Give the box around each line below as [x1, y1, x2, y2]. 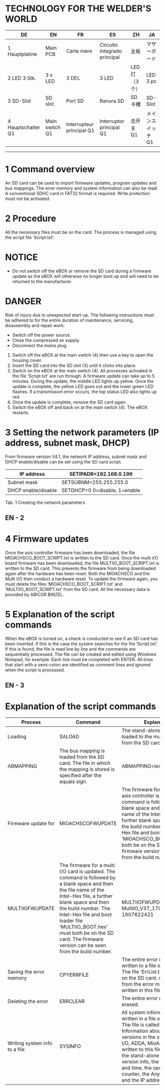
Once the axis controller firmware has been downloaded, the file [5, 550, 136, 556]
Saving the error [7, 968, 45, 975]
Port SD [66, 97, 84, 104]
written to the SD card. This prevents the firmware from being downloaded [5, 565, 156, 571]
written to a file [121, 962, 156, 969]
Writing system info [7, 1040, 53, 1047]
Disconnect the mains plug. [12, 342, 68, 348]
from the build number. [59, 948, 112, 955]
